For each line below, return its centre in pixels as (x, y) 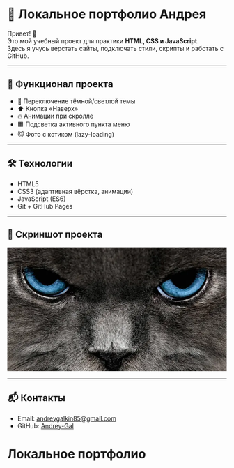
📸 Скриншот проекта (55, 234)
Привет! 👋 (22, 33)
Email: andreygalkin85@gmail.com (67, 418)
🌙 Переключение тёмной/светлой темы (76, 101)
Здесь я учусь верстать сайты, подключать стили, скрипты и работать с (116, 48)
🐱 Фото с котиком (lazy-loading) (66, 134)
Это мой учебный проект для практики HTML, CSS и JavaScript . (103, 40)
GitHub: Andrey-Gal (46, 425)
